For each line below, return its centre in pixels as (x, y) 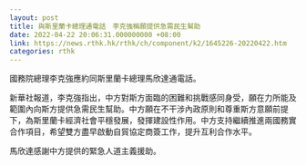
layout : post (34, 18)
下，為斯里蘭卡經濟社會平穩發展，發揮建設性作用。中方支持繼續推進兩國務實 (153, 121)
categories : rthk (42, 52)
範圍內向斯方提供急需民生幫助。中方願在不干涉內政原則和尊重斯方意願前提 (149, 109)
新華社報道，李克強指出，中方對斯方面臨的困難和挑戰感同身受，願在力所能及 (153, 98)
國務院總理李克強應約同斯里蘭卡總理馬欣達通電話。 (105, 79)
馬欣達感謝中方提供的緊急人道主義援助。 (85, 151)
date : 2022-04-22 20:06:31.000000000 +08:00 (95, 34)
